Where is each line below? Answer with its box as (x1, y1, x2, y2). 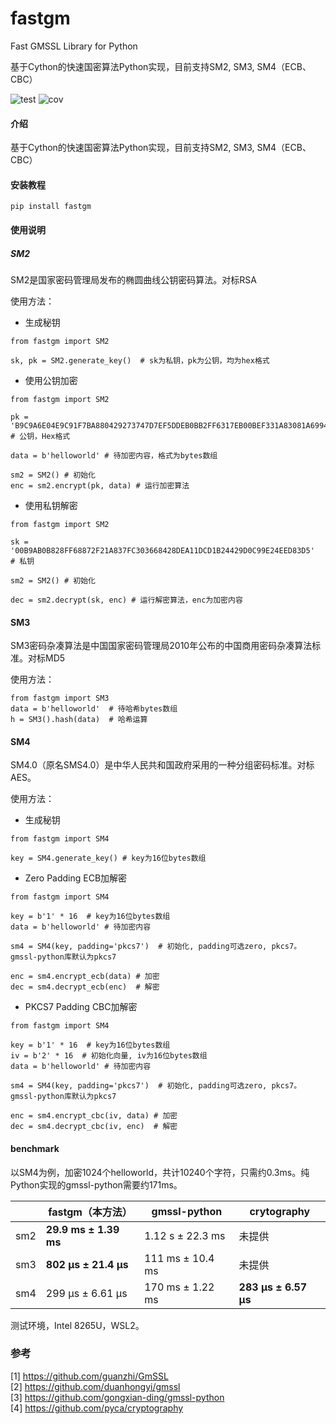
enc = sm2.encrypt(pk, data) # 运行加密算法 (10, 480, 190, 491)
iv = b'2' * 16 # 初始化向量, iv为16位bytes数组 (10, 1051, 208, 1061)
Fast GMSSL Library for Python (10, 40, 138, 52)
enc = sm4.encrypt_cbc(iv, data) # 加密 (10, 1111, 178, 1121)
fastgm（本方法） (48, 1205, 133, 1219)
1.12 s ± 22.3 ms (144, 1228, 226, 1242)
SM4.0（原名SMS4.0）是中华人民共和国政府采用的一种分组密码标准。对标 (10, 759, 315, 771)
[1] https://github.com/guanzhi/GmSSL (10, 1370, 169, 1382)
